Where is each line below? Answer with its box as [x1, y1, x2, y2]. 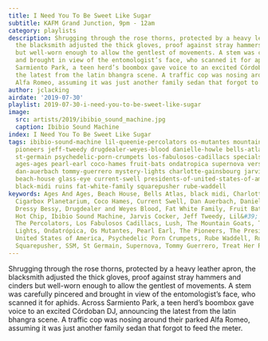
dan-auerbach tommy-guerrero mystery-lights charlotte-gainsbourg [15, 168, 241, 176]
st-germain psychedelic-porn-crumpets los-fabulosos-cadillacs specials [15, 153, 262, 161]
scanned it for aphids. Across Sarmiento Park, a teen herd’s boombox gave [8, 297, 254, 307]
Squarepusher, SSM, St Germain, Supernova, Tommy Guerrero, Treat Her [15, 242, 255, 250]
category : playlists [8, 26, 77, 34]
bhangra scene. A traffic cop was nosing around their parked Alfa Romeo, [8, 315, 250, 324]
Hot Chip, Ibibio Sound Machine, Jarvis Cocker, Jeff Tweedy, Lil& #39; [15, 212, 259, 220]
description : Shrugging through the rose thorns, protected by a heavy [8, 34, 251, 42]
